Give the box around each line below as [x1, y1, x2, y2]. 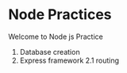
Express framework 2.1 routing [19, 56, 120, 65]
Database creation [19, 47, 81, 56]
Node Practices [8, 6, 113, 24]
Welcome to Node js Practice [8, 32, 103, 41]
